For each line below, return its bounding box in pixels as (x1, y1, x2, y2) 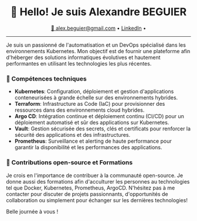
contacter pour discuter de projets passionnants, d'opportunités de (6, 190, 168, 198)
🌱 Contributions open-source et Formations (6, 158, 133, 167)
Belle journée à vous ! (6, 208, 59, 215)
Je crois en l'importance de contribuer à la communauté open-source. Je (6, 172, 184, 179)
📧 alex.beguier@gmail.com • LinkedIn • (50, 25, 147, 32)
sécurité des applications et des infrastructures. (14, 132, 131, 139)
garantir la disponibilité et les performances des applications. (14, 144, 162, 151)
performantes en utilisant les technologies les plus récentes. (6, 60, 152, 67)
